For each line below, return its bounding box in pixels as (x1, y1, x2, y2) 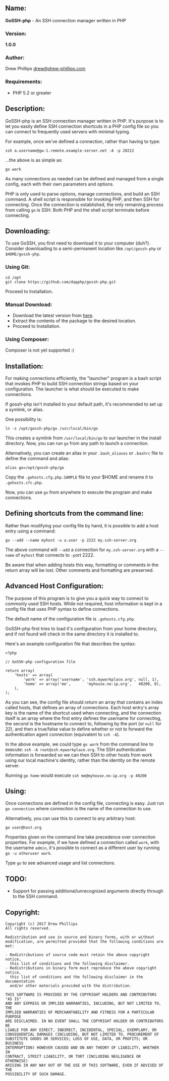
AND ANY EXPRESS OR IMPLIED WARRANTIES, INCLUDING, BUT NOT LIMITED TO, (5, 1001, 161, 1006)
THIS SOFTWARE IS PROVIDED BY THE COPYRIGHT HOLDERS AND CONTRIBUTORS (5, 992, 157, 997)
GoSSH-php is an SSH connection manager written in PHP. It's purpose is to (5, 118, 164, 124)
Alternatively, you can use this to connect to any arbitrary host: (5, 815, 136, 821)
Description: (5, 105, 45, 113)
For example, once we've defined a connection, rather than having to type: (5, 138, 160, 144)
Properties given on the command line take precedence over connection (5, 834, 156, 840)
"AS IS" (5, 997, 22, 1002)
